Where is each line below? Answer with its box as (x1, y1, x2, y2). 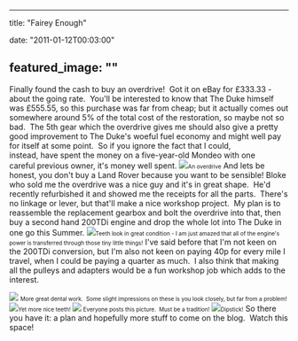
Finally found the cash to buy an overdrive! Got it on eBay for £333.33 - (9, 83, 272, 94)
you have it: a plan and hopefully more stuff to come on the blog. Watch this (9, 312, 288, 323)
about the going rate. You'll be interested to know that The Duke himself (9, 93, 274, 104)
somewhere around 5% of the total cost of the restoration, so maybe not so (9, 112, 285, 122)
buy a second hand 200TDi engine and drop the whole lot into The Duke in (9, 216, 282, 227)
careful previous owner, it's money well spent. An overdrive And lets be (9, 160, 265, 171)
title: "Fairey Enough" (9, 18, 87, 27)
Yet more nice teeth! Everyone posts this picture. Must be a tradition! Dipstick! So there (18, 303, 277, 314)
